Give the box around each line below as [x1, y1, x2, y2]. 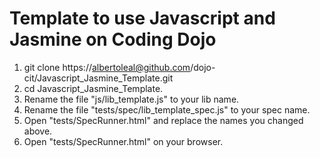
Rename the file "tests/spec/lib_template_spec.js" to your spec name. [23, 103, 311, 116]
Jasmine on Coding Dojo [9, 28, 217, 51]
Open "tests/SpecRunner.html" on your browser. [23, 135, 224, 147]
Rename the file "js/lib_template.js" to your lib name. [23, 93, 240, 105]
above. [23, 125, 53, 137]
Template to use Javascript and [9, 7, 276, 30]
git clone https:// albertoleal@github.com [23, 61, 191, 73]
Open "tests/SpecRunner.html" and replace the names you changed [23, 114, 304, 126]
